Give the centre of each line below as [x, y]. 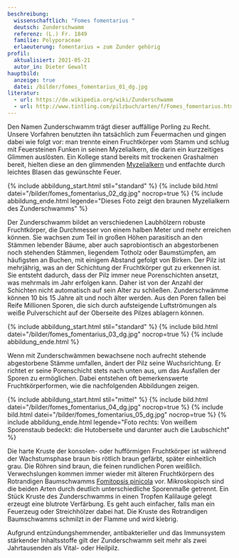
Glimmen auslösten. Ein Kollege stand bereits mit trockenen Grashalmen [113, 156]
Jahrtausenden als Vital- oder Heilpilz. [63, 547]
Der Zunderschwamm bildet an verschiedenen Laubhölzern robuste [106, 222]
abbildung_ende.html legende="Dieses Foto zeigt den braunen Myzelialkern [118, 200]
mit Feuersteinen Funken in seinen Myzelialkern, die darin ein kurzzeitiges [116, 149]
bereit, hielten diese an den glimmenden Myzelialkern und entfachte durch [116, 164]
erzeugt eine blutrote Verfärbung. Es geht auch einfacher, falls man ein [111, 504]
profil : [19, 54]
